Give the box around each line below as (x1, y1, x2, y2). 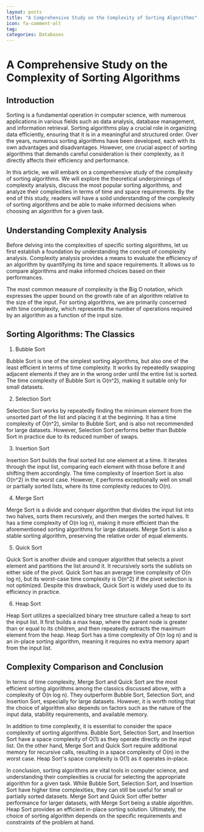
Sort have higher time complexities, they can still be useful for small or (6, 786, 183, 794)
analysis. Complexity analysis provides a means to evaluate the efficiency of (6, 254, 198, 261)
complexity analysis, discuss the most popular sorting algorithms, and (6, 181, 182, 189)
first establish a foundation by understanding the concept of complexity (6, 248, 186, 255)
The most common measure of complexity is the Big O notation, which (6, 285, 183, 293)
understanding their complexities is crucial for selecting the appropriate (6, 773, 186, 780)
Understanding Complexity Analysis (6, 225, 147, 236)
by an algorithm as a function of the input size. (6, 311, 123, 319)
